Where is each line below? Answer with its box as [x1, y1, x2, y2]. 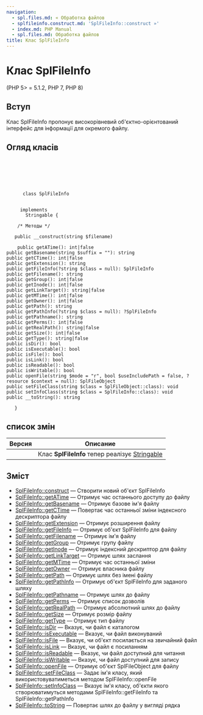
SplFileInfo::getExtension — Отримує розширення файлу [15, 520, 160, 527]
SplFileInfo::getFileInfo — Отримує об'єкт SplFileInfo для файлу [15, 526, 177, 533]
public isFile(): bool [6, 351, 64, 357]
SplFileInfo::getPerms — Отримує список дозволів [15, 597, 145, 605]
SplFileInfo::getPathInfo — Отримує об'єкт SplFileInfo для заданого [15, 578, 188, 585]
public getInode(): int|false [6, 282, 84, 288]
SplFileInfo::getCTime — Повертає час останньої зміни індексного [15, 506, 187, 514]
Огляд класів [6, 142, 59, 153]
